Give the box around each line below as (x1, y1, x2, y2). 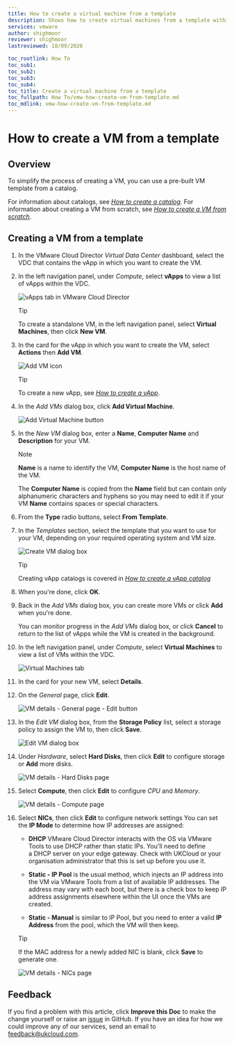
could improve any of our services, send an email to (8, 1022, 156, 1030)
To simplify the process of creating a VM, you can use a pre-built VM (8, 177, 206, 185)
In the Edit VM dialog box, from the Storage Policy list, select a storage (17, 718, 222, 726)
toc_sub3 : (8, 75, 37, 82)
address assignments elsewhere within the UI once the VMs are (28, 892, 211, 901)
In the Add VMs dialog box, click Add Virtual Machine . (17, 402, 175, 410)
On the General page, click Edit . (17, 690, 110, 699)
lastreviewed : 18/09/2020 (8, 42, 83, 49)
